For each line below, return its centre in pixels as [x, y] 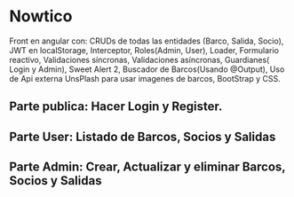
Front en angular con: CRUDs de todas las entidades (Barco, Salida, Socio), [147, 41]
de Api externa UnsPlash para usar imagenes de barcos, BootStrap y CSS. [145, 78]
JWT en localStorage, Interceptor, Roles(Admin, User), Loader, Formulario [144, 50]
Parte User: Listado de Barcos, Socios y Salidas [143, 136]
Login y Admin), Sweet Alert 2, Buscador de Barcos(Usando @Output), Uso [147, 69]
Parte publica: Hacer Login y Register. [116, 107]
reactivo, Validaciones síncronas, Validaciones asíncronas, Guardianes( [139, 59]
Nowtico [41, 16]
